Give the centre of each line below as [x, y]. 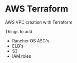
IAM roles [21, 56]
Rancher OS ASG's [31, 41]
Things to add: [19, 31]
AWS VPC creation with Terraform [39, 22]
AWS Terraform [37, 9]
